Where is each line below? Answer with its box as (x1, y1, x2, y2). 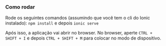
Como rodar (5, 3, 35, 10)
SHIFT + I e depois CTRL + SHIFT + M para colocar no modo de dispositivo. (5, 35, 161, 41)
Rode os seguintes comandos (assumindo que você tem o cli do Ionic (5, 15, 150, 21)
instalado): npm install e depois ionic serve (5, 20, 99, 26)
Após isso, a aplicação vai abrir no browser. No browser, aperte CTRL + (5, 30, 153, 36)
